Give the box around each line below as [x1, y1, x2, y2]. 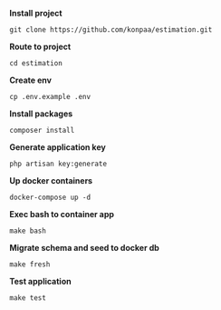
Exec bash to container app [9, 209, 115, 219]
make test [9, 294, 47, 303]
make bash [9, 226, 47, 235]
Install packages [9, 108, 73, 119]
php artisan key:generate [9, 159, 107, 168]
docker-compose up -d [9, 193, 91, 202]
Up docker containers [9, 175, 93, 185]
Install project [9, 8, 62, 18]
